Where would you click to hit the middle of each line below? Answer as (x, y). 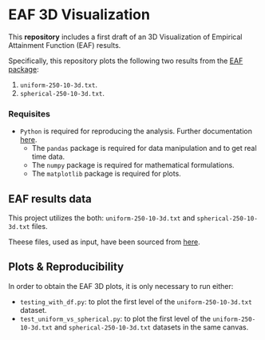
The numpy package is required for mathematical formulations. (133, 165)
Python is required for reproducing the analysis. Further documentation (136, 131)
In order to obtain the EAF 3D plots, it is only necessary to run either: (121, 286)
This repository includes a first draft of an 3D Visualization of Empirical (125, 37)
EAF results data (50, 198)
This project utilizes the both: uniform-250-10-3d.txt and (102, 218)
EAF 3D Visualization (79, 15)
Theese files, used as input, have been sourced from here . (105, 242)
